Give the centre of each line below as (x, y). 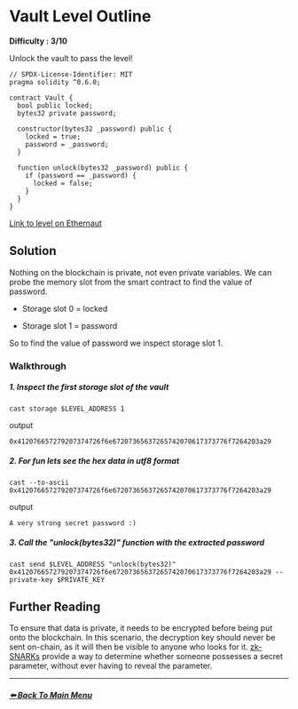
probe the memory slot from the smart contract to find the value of (131, 282)
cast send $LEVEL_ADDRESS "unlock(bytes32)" (93, 564)
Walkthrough (38, 366)
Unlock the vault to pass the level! (71, 58)
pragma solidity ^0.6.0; (55, 82)
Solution (33, 251)
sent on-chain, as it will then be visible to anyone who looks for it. (129, 647)
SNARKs (24, 657)
